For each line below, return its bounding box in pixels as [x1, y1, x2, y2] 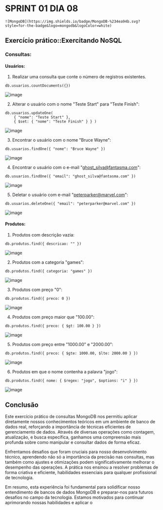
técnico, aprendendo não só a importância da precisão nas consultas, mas [5, 454, 155, 460]
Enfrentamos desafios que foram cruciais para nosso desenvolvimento [5, 449, 147, 455]
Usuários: [5, 63, 25, 69]
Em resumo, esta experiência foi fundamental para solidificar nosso [5, 484, 140, 490]
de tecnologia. [5, 475, 34, 481]
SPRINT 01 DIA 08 [5, 3, 78, 14]
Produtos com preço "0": [12, 287, 62, 292]
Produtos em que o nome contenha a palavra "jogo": [12, 368, 118, 375]
